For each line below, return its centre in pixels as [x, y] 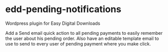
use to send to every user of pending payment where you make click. [78, 43]
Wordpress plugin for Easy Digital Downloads [53, 23]
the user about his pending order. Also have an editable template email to [82, 38]
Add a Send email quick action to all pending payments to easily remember [84, 33]
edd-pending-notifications [63, 9]
